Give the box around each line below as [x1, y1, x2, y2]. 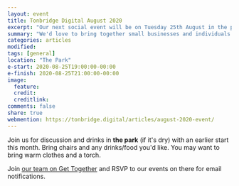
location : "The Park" [7, 57, 72, 64]
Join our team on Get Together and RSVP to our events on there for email [7, 164, 222, 173]
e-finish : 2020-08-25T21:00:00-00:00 [7, 70, 119, 77]
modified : [7, 43, 37, 50]
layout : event [7, 10, 50, 18]
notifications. [7, 172, 46, 180]
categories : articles [7, 37, 72, 44]
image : [7, 76, 27, 84]
